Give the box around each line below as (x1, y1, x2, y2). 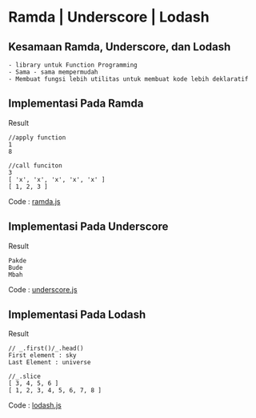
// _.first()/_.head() (8, 344, 84, 352)
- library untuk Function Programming (8, 61, 138, 69)
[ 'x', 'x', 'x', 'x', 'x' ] (8, 175, 106, 183)
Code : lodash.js (8, 400, 62, 410)
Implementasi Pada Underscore (8, 220, 169, 234)
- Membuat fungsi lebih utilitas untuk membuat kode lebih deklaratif (8, 75, 249, 83)
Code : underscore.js (8, 284, 78, 294)
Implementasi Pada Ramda (8, 97, 144, 111)
